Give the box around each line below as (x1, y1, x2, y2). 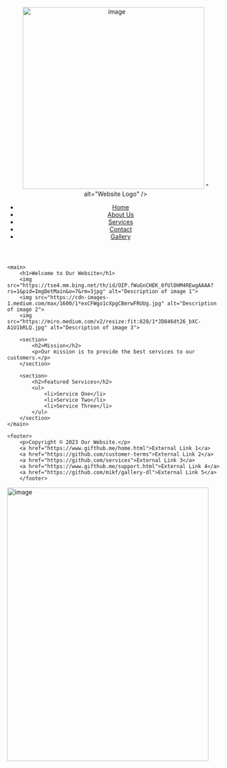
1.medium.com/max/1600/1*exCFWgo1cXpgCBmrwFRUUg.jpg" (7, 300, 165, 307)
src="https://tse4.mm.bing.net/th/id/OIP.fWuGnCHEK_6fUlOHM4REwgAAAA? (7, 282, 214, 289)
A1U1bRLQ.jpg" (7, 324, 48, 331)
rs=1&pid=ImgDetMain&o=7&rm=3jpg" (7, 288, 107, 295)
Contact (109, 225, 132, 233)
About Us (107, 210, 134, 219)
